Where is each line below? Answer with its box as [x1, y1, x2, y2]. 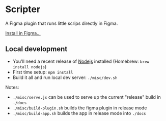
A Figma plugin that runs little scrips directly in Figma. [5, 20, 118, 26]
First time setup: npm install [12, 69, 73, 75]
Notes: [5, 84, 19, 90]
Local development [5, 45, 68, 54]
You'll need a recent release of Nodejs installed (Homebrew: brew [12, 58, 149, 64]
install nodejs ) [12, 63, 47, 69]
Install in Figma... [5, 30, 41, 36]
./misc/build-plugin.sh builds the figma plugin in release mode [12, 105, 147, 111]
